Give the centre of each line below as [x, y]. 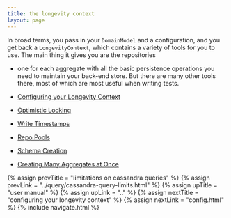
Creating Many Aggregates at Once [68, 164]
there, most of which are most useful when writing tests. [98, 83]
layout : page [26, 20]
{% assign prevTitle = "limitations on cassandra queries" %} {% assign [109, 178]
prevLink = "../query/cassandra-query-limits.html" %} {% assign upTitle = [112, 185]
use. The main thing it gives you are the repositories [82, 55]
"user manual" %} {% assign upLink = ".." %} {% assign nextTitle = [103, 192]
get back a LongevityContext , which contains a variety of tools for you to [111, 47]
